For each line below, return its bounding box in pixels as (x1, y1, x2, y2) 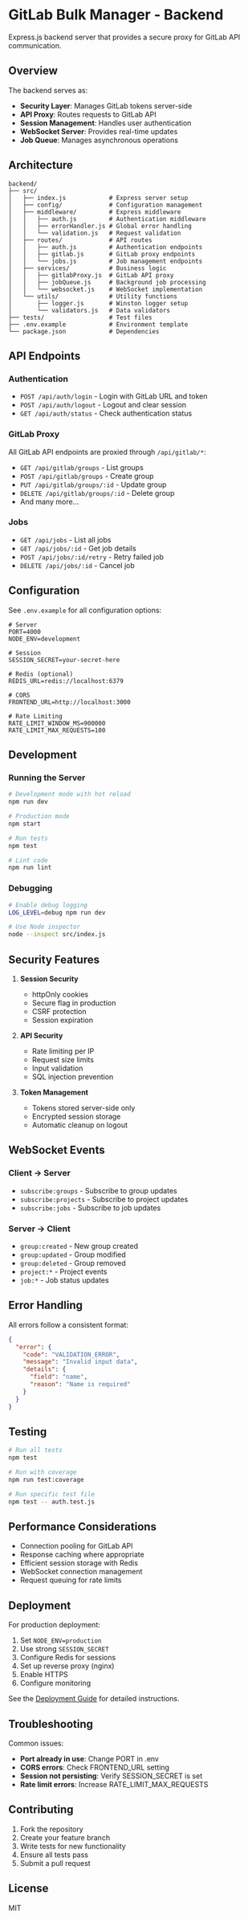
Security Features (8, 952, 100, 966)
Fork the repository (19, 1824, 84, 1834)
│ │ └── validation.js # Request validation (8, 229, 181, 237)
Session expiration (31, 1015, 94, 1025)
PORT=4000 (8, 628, 42, 636)
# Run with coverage (8, 1468, 78, 1476)
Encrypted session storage (31, 1111, 121, 1121)
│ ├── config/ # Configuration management (8, 201, 203, 209)
